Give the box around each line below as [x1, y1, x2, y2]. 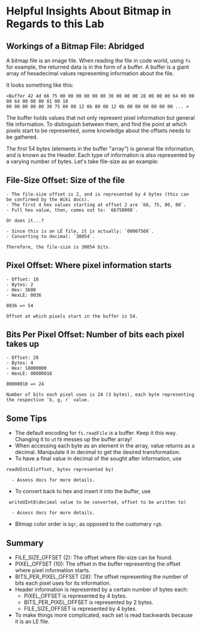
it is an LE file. [14, 618, 50, 625]
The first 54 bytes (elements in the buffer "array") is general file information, [6, 145, 195, 152]
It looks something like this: [6, 81, 74, 89]
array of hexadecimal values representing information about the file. [6, 70, 174, 76]
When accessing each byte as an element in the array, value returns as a [14, 442, 195, 449]
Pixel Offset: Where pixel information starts [6, 260, 172, 270]
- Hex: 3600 [6, 287, 36, 293]
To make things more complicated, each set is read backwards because [14, 611, 193, 619]
